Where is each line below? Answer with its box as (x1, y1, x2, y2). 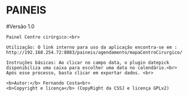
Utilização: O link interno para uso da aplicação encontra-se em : (6, 44, 177, 50)
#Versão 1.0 (6, 23, 35, 30)
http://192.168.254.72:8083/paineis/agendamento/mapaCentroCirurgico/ (6, 49, 183, 56)
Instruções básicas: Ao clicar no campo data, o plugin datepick (6, 60, 169, 65)
